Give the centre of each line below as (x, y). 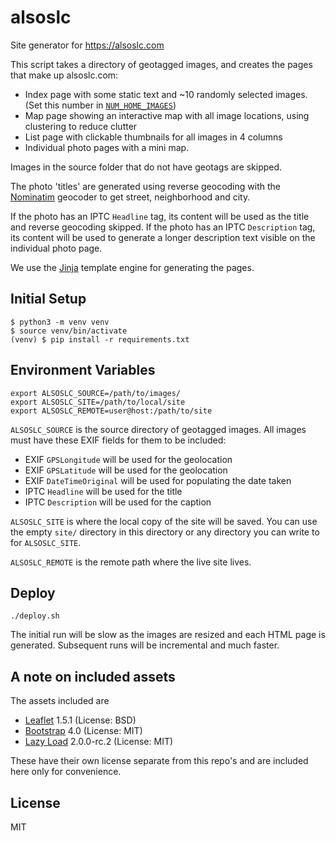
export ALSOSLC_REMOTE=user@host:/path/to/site (111, 411)
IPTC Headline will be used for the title (103, 491)
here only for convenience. (66, 772)
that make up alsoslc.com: (64, 75)
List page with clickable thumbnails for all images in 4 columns (153, 137)
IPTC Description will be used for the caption (118, 502)
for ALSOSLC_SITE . (46, 542)
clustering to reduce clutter (81, 126)
